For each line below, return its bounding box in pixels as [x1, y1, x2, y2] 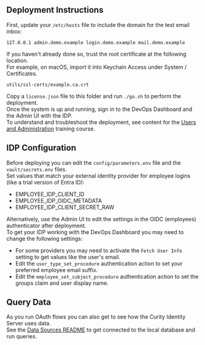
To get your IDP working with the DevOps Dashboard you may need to [6, 228, 184, 235]
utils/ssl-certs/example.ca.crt [6, 82, 89, 88]
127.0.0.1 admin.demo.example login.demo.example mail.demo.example [6, 39, 185, 45]
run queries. [6, 333, 37, 340]
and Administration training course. [6, 125, 95, 132]
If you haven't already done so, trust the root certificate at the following [6, 50, 187, 58]
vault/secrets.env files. [6, 165, 68, 173]
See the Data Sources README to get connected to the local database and [6, 326, 195, 333]
